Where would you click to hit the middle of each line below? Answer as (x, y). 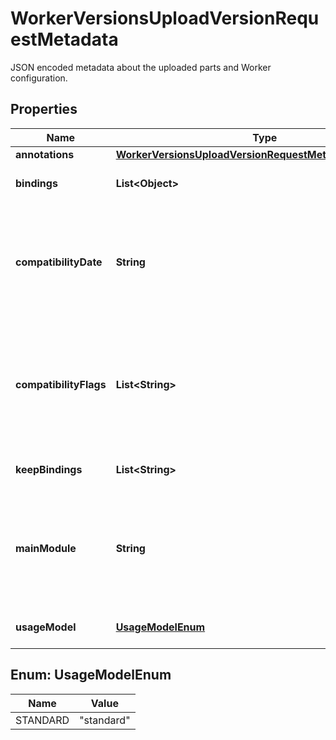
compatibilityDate (59, 262)
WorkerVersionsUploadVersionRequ (165, 18)
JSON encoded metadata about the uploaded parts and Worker (141, 67)
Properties (44, 109)
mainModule (46, 548)
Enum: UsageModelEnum (91, 675)
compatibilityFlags (61, 384)
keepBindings (49, 469)
